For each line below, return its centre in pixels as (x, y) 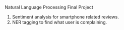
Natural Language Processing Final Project (49, 7)
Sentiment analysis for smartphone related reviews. (65, 17)
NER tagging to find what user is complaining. (59, 22)
